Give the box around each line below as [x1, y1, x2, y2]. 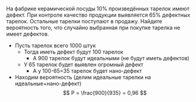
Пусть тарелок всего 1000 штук [14, 42, 96, 49]
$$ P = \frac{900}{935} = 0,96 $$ [62, 89, 147, 96]
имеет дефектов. [6, 30, 50, 38]
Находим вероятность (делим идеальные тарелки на [14, 74, 151, 81]
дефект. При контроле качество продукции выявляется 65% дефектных [6, 11, 191, 18]
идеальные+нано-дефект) [14, 80, 82, 87]
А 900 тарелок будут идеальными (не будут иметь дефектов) [32, 55, 190, 61]
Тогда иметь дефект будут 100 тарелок [23, 48, 124, 55]
